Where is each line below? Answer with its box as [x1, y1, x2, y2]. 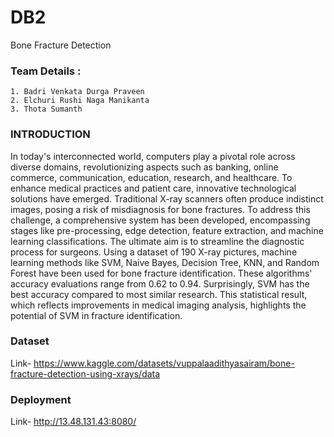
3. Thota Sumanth [10, 104, 83, 115]
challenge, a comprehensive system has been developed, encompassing [10, 214, 311, 226]
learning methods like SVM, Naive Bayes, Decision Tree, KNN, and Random [10, 256, 320, 268]
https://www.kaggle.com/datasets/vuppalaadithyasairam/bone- [33, 357, 295, 369]
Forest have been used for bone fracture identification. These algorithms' [10, 267, 313, 279]
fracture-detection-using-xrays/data [10, 367, 161, 380]
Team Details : [10, 64, 82, 78]
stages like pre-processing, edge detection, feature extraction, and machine [10, 224, 324, 236]
